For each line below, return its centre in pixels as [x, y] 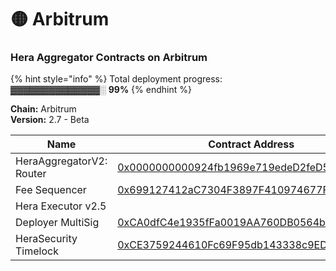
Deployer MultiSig [57, 223]
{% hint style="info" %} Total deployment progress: [116, 79]
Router [31, 174]
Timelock [37, 251]
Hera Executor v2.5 [61, 206]
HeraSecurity [46, 239]
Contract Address [251, 144]
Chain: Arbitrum [43, 109]
